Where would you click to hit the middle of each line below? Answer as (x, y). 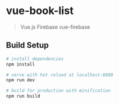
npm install (20, 64)
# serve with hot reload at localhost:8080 (60, 75)
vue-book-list (40, 11)
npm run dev (20, 80)
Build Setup (27, 45)
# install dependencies (35, 59)
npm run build (23, 96)
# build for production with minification (58, 91)
